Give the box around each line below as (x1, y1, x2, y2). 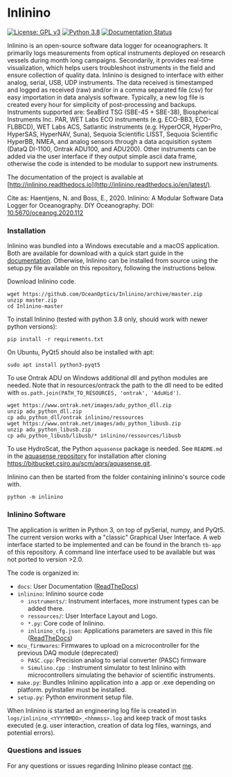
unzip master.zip (7, 297, 57, 304)
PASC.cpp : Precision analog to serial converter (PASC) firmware (27, 655, 206, 664)
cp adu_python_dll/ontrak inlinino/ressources (7, 414, 144, 421)
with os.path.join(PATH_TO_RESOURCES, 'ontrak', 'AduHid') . (7, 388, 181, 397)
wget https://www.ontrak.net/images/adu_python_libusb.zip (7, 420, 181, 427)
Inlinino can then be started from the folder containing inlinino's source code (7, 473, 226, 481)
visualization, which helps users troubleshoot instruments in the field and (7, 63, 216, 72)
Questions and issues (7, 746, 82, 755)
